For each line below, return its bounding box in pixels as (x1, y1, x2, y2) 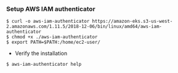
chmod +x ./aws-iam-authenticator (11, 34, 98, 40)
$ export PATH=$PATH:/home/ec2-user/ (6, 39, 101, 45)
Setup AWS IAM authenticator (6, 5, 96, 13)
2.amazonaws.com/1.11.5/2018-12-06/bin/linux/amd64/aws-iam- (6, 23, 162, 30)
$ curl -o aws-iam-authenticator (6, 19, 90, 25)
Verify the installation (14, 50, 68, 57)
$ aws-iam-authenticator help (6, 62, 82, 68)
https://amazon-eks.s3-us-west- (92, 19, 173, 25)
